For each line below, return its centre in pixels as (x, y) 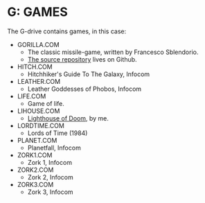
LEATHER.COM (39, 81)
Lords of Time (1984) (57, 133)
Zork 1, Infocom (50, 162)
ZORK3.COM (35, 184)
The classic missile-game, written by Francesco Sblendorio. (113, 52)
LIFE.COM (32, 96)
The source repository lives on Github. (82, 59)
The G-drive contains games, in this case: (67, 31)
